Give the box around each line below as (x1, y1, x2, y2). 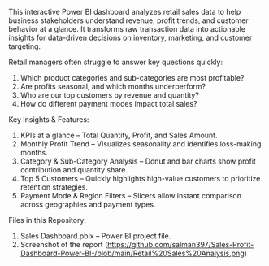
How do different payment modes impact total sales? (20, 99, 197, 108)
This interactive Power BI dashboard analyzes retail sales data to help (8, 7, 241, 16)
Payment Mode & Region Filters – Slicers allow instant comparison (20, 191, 242, 200)
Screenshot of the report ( (20, 240, 108, 249)
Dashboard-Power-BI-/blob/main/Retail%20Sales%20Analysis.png (20, 248, 245, 258)
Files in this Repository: (8, 216, 87, 225)
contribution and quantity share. (20, 165, 128, 174)
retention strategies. (20, 182, 88, 192)
